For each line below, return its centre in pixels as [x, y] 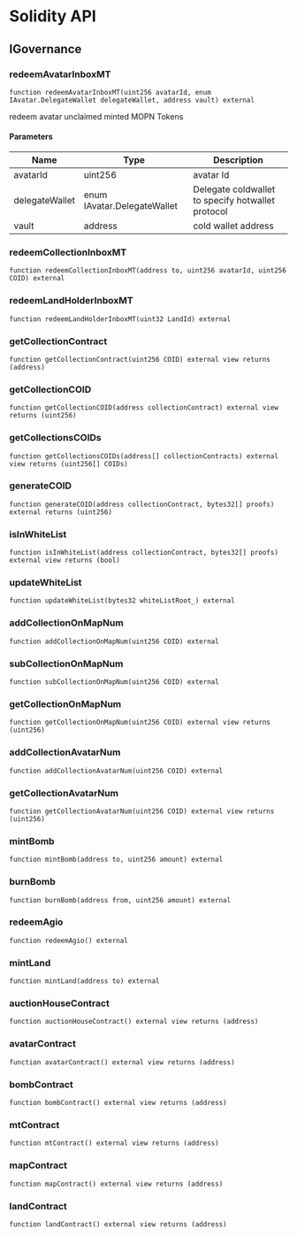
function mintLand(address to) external [85, 981]
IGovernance [46, 49]
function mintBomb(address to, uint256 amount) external [116, 860]
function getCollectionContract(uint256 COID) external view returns [140, 359]
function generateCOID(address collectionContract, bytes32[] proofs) [142, 504]
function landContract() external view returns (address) [118, 1224]
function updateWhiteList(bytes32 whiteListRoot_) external [122, 601]
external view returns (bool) [65, 560]
